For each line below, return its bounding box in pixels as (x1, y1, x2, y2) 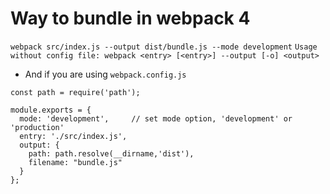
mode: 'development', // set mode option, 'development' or (19, 113, 293, 124)
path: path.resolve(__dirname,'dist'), (28, 148, 195, 159)
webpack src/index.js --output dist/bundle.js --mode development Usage (10, 42, 318, 52)
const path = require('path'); (10, 87, 141, 97)
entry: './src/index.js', (19, 131, 128, 141)
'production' (10, 122, 65, 132)
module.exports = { (10, 105, 92, 115)
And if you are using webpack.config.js (24, 68, 187, 80)
